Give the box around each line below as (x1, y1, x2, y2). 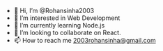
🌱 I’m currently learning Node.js (13, 21, 105, 29)
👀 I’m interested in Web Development (13, 14, 121, 22)
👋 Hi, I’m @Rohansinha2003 (13, 7, 95, 14)
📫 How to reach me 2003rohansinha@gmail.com (13, 37, 156, 44)
